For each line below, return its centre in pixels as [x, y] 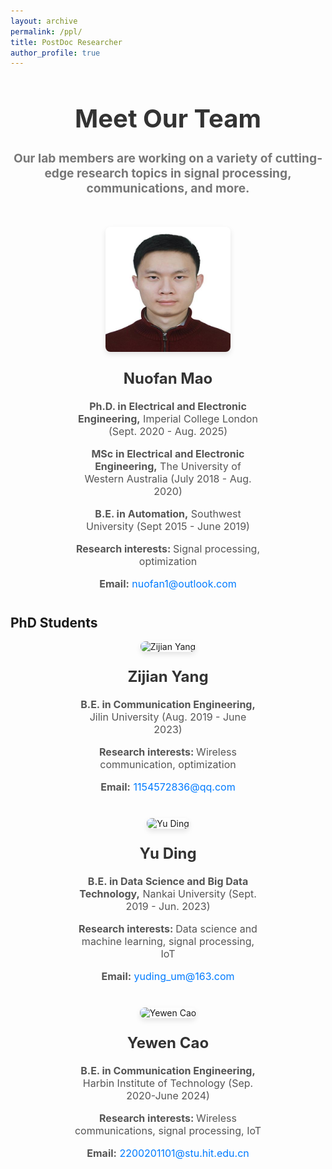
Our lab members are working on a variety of [143, 158]
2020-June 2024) [168, 1096]
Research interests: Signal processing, [168, 549]
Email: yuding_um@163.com [168, 977]
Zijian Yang [168, 677]
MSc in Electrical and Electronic [168, 454]
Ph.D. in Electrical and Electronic [168, 407]
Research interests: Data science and [168, 929]
